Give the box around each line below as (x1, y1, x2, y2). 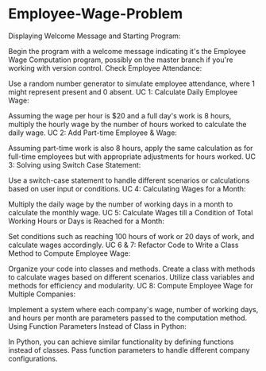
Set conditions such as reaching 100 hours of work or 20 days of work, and (8, 231, 255, 241)
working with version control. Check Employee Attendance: (8, 63, 202, 72)
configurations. (8, 354, 58, 363)
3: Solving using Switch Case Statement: (8, 160, 141, 169)
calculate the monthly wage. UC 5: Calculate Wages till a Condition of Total (8, 207, 253, 217)
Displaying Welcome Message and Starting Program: (8, 31, 181, 41)
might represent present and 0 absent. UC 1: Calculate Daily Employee (8, 87, 238, 96)
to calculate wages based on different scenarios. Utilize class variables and (8, 272, 255, 282)
